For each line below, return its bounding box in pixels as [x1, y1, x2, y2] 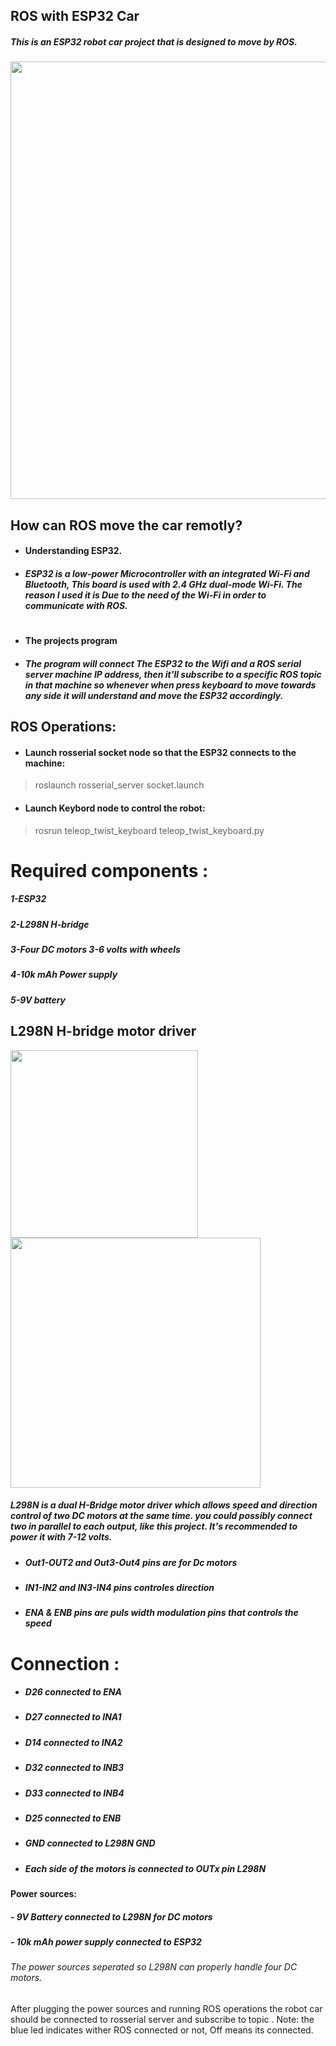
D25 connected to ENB [24, 1812, 122, 1824]
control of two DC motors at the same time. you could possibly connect [10, 1510, 313, 1522]
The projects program [24, 635, 118, 647]
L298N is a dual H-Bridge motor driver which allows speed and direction [10, 1499, 318, 1511]
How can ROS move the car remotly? [10, 517, 243, 534]
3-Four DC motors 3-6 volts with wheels [10, 944, 181, 956]
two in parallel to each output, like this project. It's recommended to [10, 1520, 298, 1533]
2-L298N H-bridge [10, 918, 90, 930]
